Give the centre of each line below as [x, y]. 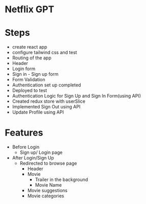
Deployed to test [29, 90]
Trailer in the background [62, 179]
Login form [24, 69]
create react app [30, 47]
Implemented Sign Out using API [46, 107]
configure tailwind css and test [44, 53]
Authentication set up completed [46, 85]
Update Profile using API [38, 112]
